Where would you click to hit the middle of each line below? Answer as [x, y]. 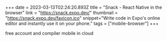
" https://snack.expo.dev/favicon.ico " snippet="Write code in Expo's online [83, 18]
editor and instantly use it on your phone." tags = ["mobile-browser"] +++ [82, 23]
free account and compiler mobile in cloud [49, 33]
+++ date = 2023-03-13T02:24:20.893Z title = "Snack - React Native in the [84, 7]
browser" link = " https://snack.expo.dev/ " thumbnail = [61, 13]
